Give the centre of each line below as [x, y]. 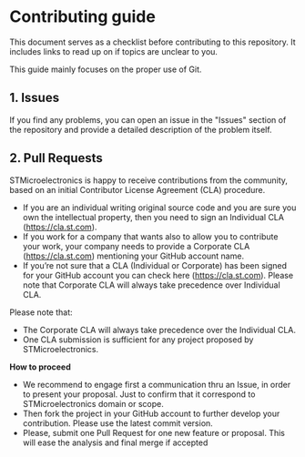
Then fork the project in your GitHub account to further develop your [151, 413]
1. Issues [35, 98]
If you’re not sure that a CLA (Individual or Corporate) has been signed [155, 265]
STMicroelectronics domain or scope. [93, 403]
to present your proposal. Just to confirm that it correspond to [139, 394]
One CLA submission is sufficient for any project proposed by [138, 340]
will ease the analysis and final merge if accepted [115, 442]
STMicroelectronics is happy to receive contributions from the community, [149, 180]
